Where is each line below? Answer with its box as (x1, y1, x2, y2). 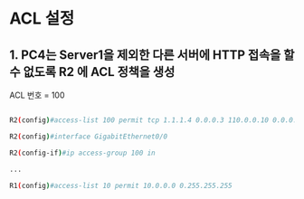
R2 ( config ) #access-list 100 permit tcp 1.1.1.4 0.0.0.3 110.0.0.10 (9, 116, 270, 125)
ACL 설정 (9, 8, 75, 29)
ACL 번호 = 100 (9, 90, 65, 100)
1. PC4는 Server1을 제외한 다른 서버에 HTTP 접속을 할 (9, 47, 295, 62)
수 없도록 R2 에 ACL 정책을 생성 (9, 64, 176, 80)
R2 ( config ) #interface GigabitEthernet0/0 (9, 132, 168, 141)
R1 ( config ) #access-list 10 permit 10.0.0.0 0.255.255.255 (9, 181, 233, 190)
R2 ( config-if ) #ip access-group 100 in (9, 148, 156, 157)
